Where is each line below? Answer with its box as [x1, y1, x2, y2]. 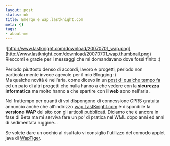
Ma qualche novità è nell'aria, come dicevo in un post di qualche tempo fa [5, 77, 161, 83]
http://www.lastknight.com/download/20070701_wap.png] [8, 46, 131, 51]
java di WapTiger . [5, 135, 42, 141]
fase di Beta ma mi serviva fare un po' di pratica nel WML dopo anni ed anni [5, 114, 165, 120]
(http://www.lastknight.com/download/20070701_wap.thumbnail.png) [5, 51, 152, 57]
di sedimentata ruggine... [5, 120, 58, 126]
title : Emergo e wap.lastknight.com [5, 17, 83, 22]
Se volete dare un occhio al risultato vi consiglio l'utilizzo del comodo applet [5, 130, 165, 136]
